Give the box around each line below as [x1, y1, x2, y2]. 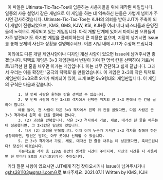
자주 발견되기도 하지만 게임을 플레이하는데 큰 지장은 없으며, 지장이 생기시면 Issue [5, 35, 159, 40]
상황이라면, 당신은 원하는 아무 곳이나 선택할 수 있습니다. [5, 133, 105, 138]
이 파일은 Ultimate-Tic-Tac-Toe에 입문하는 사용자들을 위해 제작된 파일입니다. [7, 4, 154, 10]
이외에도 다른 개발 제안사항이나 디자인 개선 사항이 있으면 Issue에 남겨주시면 [7, 51, 151, 57]
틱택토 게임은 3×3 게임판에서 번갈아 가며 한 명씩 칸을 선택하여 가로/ [23, 57, 151, 63]
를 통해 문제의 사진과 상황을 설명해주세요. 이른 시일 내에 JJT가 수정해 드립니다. [5, 41, 154, 46]
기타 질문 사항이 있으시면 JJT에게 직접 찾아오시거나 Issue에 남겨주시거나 [7, 163, 145, 169]
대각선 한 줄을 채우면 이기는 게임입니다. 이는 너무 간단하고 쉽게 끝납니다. [10, 63, 147, 69]
